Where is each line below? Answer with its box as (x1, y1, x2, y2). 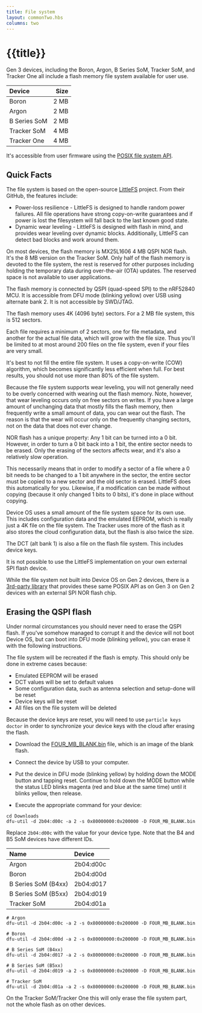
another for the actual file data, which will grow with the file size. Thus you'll (6, 334, 195, 342)
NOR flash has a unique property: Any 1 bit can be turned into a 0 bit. (6, 434, 177, 441)
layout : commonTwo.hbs (6, 15, 63, 21)
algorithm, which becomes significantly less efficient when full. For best (6, 366, 185, 373)
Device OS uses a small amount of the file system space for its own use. (6, 509, 186, 516)
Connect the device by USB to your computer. (14, 758, 130, 766)
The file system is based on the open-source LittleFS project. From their (6, 186, 185, 193)
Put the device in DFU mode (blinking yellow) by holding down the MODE (14, 770, 197, 777)
